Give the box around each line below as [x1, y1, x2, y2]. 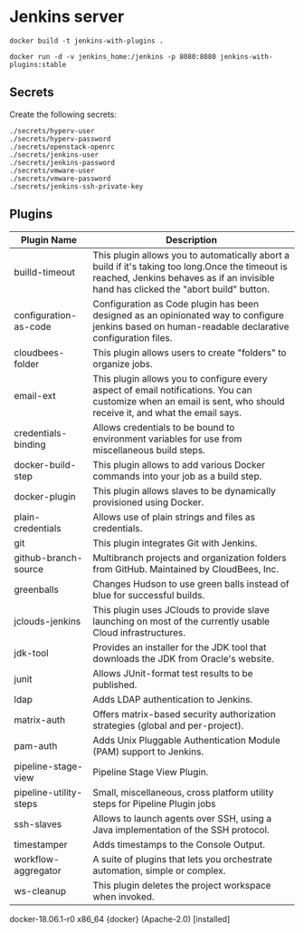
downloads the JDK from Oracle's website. [92, 652, 274, 665]
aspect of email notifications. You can [92, 384, 252, 396]
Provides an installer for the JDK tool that [92, 641, 267, 654]
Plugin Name [21, 233, 78, 246]
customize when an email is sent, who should [92, 394, 285, 407]
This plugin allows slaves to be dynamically [92, 484, 276, 497]
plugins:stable [9, 60, 67, 69]
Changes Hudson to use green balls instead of [92, 578, 290, 590]
